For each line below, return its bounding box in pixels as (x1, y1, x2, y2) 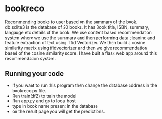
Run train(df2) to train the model (12, 93, 77, 99)
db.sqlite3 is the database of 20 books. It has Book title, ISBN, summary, (5, 24, 149, 30)
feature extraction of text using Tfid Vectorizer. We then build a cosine (5, 40, 146, 45)
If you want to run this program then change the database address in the (12, 82, 157, 88)
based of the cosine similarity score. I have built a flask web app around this (5, 50, 157, 56)
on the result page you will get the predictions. (12, 108, 105, 114)
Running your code (5, 69, 64, 78)
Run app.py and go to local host (12, 98, 76, 104)
